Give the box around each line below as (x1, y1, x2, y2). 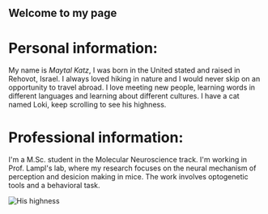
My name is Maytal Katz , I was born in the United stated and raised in (8, 65, 240, 75)
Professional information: (8, 128, 184, 146)
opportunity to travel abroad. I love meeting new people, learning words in (8, 82, 256, 92)
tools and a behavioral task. (8, 181, 100, 191)
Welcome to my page (8, 6, 117, 20)
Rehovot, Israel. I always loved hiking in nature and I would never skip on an (8, 74, 261, 84)
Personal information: (8, 39, 158, 57)
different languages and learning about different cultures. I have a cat (8, 91, 240, 101)
